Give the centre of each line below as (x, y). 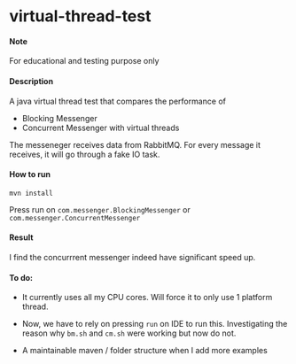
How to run (30, 174)
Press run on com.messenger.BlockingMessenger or (100, 209)
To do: (21, 277)
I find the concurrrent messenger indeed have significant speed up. (132, 257)
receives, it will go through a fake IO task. (85, 154)
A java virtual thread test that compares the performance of (118, 101)
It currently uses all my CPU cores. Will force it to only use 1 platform (147, 298)
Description (31, 81)
